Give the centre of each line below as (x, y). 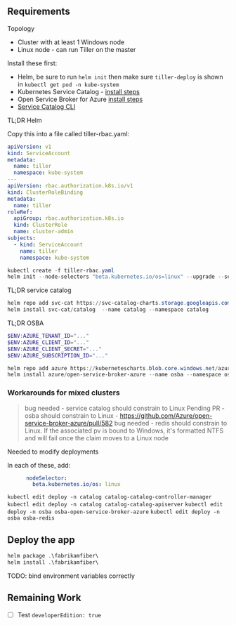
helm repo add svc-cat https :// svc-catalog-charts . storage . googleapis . (114, 303)
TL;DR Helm (25, 120)
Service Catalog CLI (46, 106)
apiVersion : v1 (29, 147)
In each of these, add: (39, 465)
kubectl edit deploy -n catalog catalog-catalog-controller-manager (110, 497)
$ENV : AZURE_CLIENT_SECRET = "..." (54, 349)
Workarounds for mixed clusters (64, 393)
